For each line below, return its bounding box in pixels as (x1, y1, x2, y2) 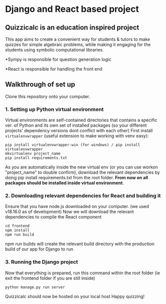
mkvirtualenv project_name (5, 151, 61, 156)
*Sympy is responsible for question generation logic (5, 56, 112, 62)
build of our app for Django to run (5, 246, 73, 252)
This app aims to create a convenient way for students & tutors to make (5, 36, 150, 42)
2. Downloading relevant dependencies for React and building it (5, 192, 161, 199)
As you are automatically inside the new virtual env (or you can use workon (5, 164, 158, 170)
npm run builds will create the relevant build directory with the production (5, 241, 155, 247)
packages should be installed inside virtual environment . (5, 180, 124, 186)
